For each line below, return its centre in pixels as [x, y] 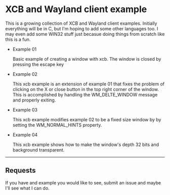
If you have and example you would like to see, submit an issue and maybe [83, 182]
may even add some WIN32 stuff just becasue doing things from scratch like [85, 34]
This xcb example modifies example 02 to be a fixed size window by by [87, 119]
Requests [20, 170]
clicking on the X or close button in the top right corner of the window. [86, 89]
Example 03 [25, 110]
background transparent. [38, 150]
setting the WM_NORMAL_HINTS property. [57, 125]
